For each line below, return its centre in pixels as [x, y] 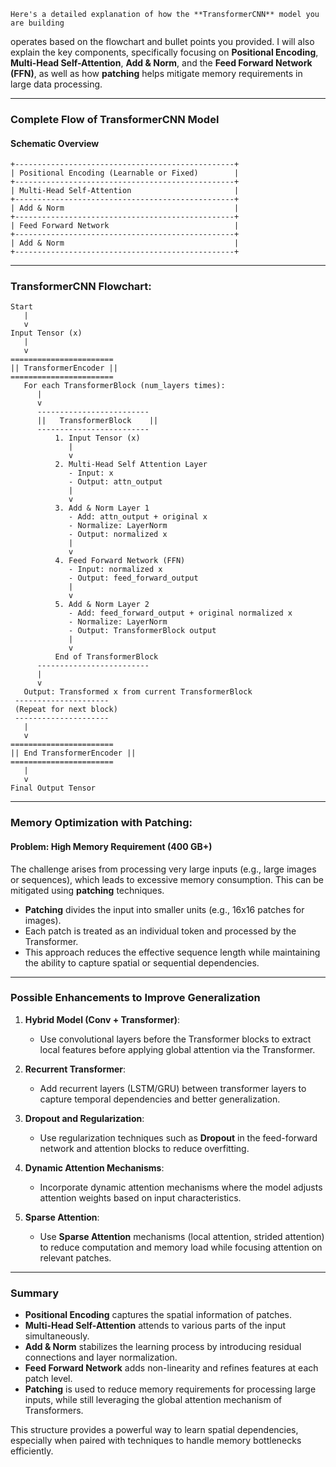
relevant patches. [75, 1257]
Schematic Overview [55, 143]
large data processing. [56, 84]
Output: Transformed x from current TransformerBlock [138, 692]
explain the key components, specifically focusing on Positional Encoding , [164, 52]
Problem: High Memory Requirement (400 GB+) [111, 846]
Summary [35, 1293]
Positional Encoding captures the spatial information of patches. [158, 1315]
